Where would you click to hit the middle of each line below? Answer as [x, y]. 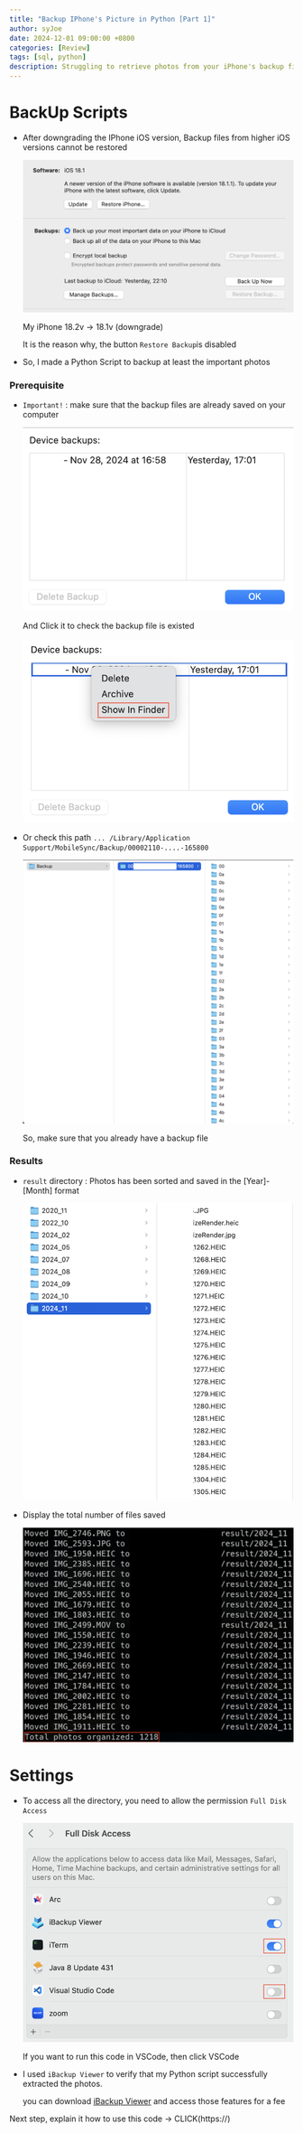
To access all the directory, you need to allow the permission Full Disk [154, 1801]
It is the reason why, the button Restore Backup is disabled [129, 344]
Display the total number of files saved [94, 1515]
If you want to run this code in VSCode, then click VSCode [131, 2057]
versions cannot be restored [75, 147]
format [67, 1190]
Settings [41, 1776]
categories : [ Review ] [50, 48]
